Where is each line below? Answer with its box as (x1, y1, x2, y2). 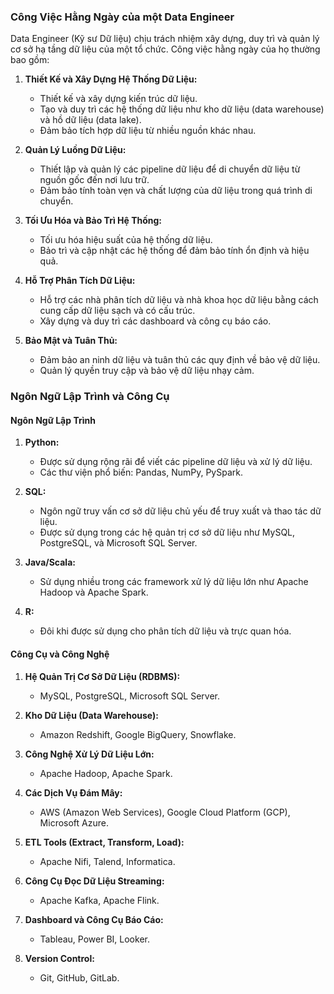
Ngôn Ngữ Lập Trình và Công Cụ (10, 390, 170, 404)
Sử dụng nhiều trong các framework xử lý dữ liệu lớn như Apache (39, 576, 309, 588)
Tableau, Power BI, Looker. (39, 933, 150, 945)
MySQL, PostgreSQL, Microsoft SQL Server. (39, 690, 221, 702)
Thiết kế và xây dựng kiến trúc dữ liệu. (39, 93, 198, 105)
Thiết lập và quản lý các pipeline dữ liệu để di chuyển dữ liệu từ (39, 163, 301, 175)
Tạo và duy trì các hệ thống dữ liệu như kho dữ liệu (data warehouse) (39, 103, 325, 115)
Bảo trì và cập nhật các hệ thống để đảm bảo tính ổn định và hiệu (39, 245, 310, 257)
